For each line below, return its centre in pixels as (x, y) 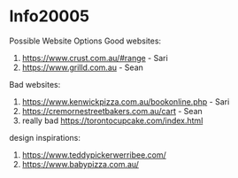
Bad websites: (35, 84)
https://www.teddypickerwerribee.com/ (94, 155)
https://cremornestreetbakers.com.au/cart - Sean (112, 111)
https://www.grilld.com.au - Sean (83, 67)
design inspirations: (45, 137)
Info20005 (50, 16)
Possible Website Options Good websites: (85, 41)
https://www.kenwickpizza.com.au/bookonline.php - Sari (126, 101)
